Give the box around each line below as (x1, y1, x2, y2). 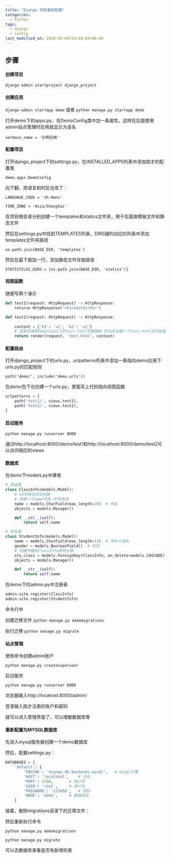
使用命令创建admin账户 (5, 653, 54, 659)
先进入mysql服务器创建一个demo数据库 (5, 739, 88, 745)
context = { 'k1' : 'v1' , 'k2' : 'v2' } (14, 324, 93, 329)
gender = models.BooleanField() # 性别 (14, 543, 100, 549)
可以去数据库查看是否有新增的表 (5, 847, 72, 853)
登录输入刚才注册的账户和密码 (5, 703, 68, 709)
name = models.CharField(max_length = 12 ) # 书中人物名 (14, 539, 129, 544)
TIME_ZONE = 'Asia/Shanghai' (5, 203, 67, 209)
